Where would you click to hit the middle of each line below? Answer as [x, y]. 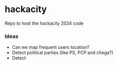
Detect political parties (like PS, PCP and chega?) [62, 53]
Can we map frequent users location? [50, 47]
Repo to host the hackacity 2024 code [44, 23]
